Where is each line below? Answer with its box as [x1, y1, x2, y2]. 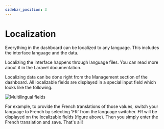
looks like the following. [5, 84, 53, 90]
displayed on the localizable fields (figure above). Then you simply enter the [5, 114, 158, 120]
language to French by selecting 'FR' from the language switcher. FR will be [5, 108, 158, 114]
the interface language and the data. [5, 50, 79, 55]
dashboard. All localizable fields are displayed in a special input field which [5, 79, 156, 85]
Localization [5, 28, 56, 39]
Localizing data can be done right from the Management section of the [5, 74, 148, 80]
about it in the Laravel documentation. [5, 64, 82, 70]
